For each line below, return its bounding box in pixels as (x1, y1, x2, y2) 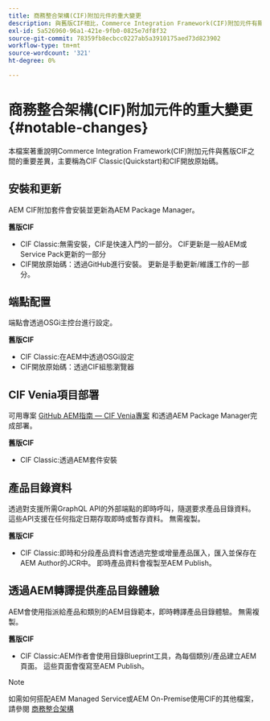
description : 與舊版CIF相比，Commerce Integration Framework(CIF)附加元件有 (8, 19, 258, 27)
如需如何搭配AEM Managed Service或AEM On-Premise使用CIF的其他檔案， (8, 694, 259, 703)
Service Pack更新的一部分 (19, 249, 107, 258)
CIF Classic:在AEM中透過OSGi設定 (19, 352, 134, 362)
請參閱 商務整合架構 (8, 703, 74, 713)
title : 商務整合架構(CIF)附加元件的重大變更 (8, 11, 142, 20)
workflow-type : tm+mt (8, 42, 81, 50)
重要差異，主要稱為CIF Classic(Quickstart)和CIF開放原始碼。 (22, 156, 223, 166)
